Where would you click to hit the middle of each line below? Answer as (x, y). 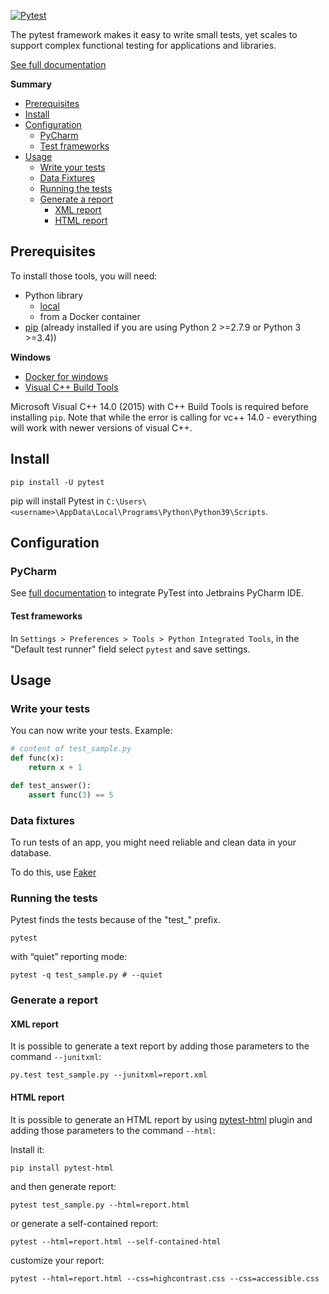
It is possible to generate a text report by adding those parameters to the (160, 1046)
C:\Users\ (126, 501)
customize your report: (57, 1260)
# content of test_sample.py (71, 749)
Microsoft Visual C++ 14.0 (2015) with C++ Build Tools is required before (159, 406)
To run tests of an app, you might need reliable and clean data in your (153, 842)
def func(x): (37, 758)
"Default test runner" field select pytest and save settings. (130, 649)
